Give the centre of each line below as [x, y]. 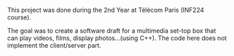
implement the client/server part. [54, 45]
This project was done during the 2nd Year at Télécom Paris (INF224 [106, 10]
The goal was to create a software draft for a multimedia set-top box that [111, 31]
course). [19, 17]
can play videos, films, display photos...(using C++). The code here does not [117, 38]
